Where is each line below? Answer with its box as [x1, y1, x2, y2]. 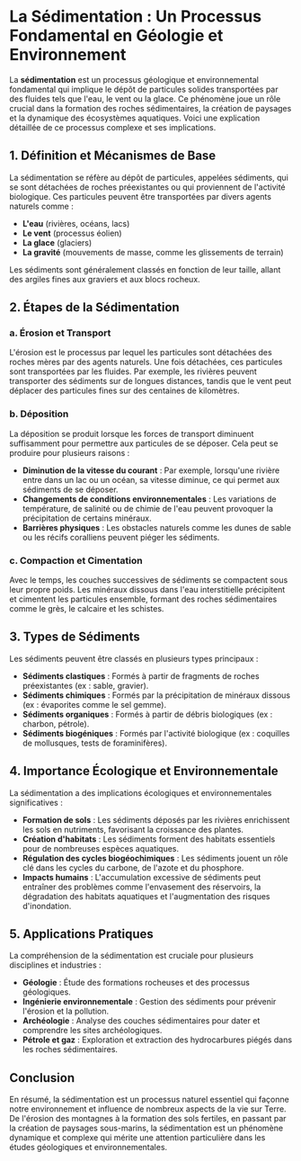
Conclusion [9, 1070, 75, 1085]
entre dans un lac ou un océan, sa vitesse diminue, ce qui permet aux [22, 474, 280, 485]
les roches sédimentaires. [22, 1044, 119, 1055]
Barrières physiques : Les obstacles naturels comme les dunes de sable [22, 522, 292, 532]
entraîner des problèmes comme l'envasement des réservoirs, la [22, 881, 261, 892]
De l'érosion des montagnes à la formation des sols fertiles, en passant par [9, 1113, 287, 1124]
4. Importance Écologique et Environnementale [9, 764, 279, 779]
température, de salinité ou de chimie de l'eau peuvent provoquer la [22, 503, 274, 514]
